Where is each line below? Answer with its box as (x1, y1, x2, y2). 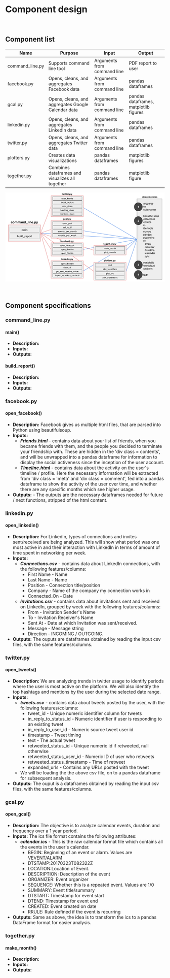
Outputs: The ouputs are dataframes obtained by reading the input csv (12, 636, 161, 642)
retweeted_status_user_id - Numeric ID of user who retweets (27, 753, 154, 760)
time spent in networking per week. (12, 549, 87, 556)
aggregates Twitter (48, 140, 88, 146)
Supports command (48, 60, 90, 66)
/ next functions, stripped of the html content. (12, 497, 108, 503)
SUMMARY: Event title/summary (27, 887, 95, 893)
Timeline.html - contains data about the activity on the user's (20, 465, 149, 471)
